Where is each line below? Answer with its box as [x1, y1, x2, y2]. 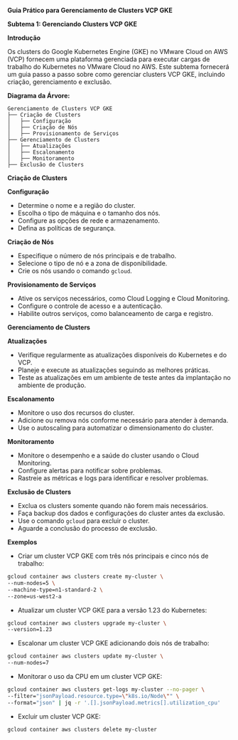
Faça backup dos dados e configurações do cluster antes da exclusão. [17, 509, 225, 517]
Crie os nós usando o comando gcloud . [17, 267, 133, 275]
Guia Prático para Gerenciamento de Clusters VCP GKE [7, 6, 173, 14]
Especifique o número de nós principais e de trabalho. [17, 252, 177, 260]
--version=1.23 [7, 626, 53, 633]
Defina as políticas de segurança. [17, 224, 116, 232]
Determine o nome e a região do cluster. [17, 201, 136, 209]
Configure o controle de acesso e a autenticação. [17, 302, 163, 310]
